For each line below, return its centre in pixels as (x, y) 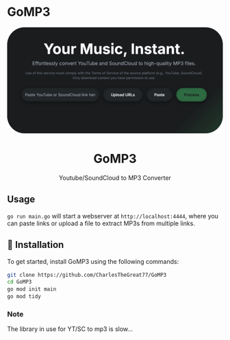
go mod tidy (24, 297)
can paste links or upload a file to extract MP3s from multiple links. (101, 223)
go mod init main (32, 289)
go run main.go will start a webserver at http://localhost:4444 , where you (113, 216)
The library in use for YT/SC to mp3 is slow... (70, 329)
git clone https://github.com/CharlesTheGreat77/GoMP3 (87, 275)
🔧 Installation (36, 245)
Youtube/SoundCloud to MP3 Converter (115, 178)
